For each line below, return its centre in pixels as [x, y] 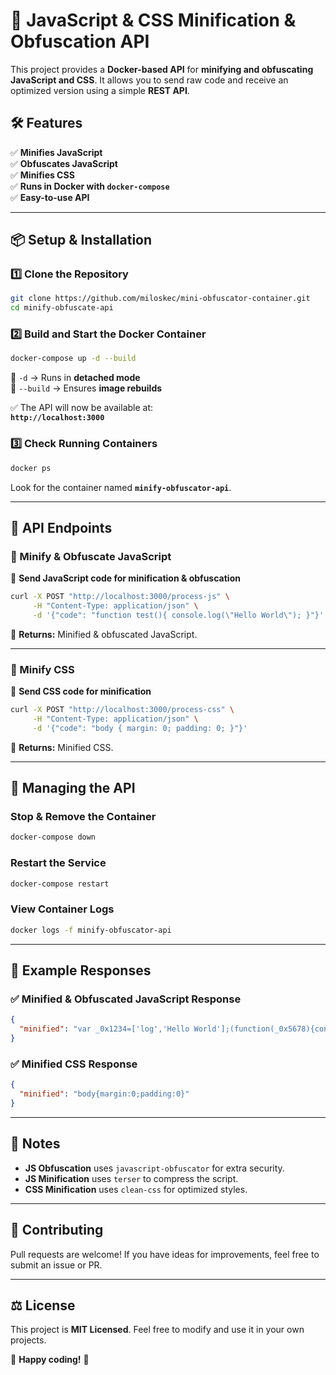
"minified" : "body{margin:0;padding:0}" [104, 1094]
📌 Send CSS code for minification [81, 691]
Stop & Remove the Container [83, 817]
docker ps [31, 468]
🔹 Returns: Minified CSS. [62, 747]
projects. [28, 1340]
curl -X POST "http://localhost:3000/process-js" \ [120, 597]
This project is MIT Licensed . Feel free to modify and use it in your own [157, 1330]
